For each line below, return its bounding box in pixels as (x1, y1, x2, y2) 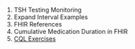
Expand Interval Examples (13, 13, 89, 21)
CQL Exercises (13, 35, 56, 43)
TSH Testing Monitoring (13, 6, 82, 14)
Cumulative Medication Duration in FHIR (13, 27, 128, 35)
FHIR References (13, 20, 62, 28)
